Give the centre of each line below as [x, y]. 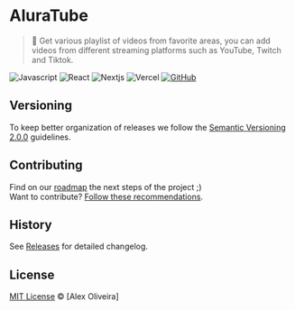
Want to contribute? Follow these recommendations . [106, 196]
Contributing [46, 165]
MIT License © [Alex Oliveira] [64, 296]
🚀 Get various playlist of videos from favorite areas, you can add [151, 41]
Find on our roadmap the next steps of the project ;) [106, 187]
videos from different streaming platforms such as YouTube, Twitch [156, 50]
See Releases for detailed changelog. [79, 246]
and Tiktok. [52, 59]
